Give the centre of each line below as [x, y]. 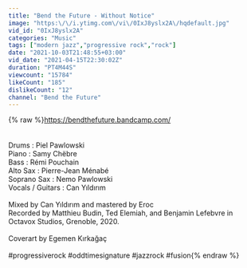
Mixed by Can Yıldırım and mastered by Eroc [81, 205]
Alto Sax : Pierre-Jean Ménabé [59, 171]
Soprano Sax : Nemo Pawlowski [61, 179]
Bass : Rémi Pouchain [44, 162]
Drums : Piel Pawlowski [47, 145]
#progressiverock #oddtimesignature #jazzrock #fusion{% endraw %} [124, 255]
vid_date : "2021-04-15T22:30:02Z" [66, 61]
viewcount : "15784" [41, 75]
